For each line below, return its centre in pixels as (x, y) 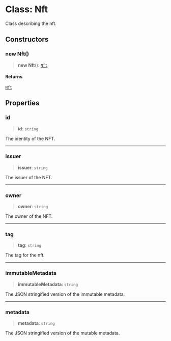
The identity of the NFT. (30, 138)
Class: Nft (27, 9)
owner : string (33, 207)
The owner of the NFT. (29, 216)
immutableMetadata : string (48, 284)
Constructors (27, 39)
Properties (22, 103)
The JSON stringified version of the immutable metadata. (65, 294)
